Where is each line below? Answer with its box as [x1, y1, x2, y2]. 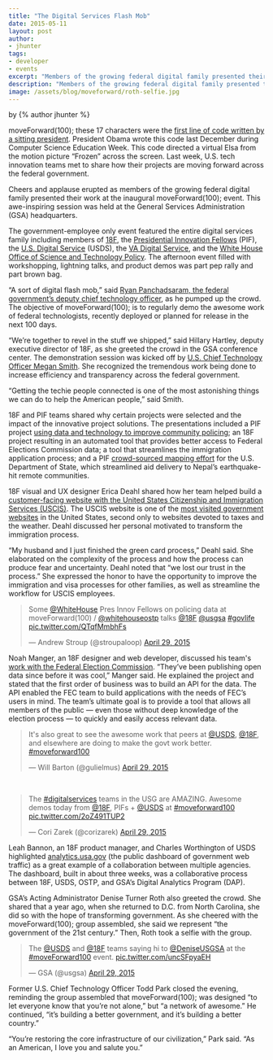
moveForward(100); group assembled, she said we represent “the [8, 919, 228, 929]
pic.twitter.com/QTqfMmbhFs [28, 622, 128, 631]
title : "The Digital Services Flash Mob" [8, 11, 151, 20]
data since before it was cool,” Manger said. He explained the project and [8, 670, 254, 680]
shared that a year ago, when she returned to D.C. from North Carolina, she [8, 902, 260, 912]
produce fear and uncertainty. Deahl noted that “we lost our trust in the [8, 563, 246, 573]
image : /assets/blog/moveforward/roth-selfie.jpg [8, 87, 180, 96]
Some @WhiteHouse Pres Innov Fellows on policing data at [28, 604, 227, 614]
